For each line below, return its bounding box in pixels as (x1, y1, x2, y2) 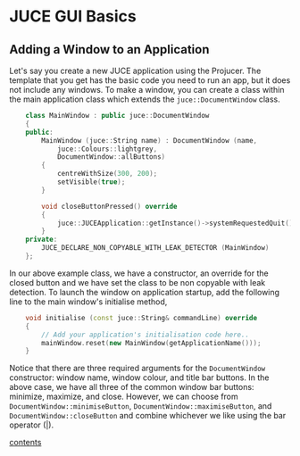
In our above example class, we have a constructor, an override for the (9, 268, 270, 278)
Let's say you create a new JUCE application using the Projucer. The (9, 65, 262, 76)
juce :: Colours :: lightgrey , (56, 145, 158, 153)
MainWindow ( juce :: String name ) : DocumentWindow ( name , (41, 136, 257, 145)
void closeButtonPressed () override (41, 202, 178, 211)
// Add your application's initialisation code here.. (41, 330, 250, 339)
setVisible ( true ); (56, 178, 126, 187)
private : (25, 235, 58, 245)
